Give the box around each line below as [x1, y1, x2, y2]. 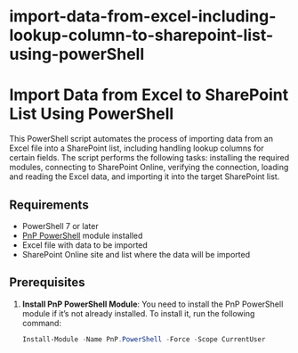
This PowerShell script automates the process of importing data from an [9, 134, 274, 144]
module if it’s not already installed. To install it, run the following [21, 308, 255, 318]
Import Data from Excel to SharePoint [9, 85, 289, 105]
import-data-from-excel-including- [9, 6, 277, 27]
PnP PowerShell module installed [21, 230, 143, 241]
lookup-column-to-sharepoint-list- [9, 25, 274, 45]
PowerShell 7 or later [21, 220, 100, 231]
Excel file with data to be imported [21, 239, 149, 250]
